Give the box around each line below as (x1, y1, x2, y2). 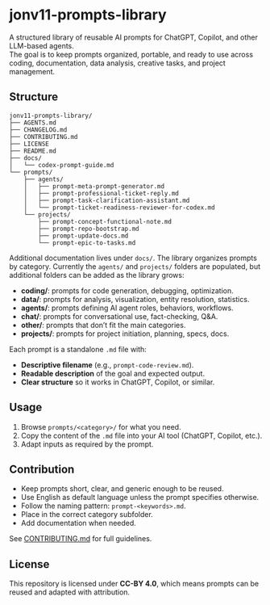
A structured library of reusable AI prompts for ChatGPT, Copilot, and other (9, 32, 259, 42)
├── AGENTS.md (9, 119, 57, 127)
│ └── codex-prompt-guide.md (9, 161, 114, 169)
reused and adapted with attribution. (9, 587, 131, 597)
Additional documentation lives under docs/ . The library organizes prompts (9, 253, 257, 263)
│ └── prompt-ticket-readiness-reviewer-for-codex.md (23, 204, 216, 212)
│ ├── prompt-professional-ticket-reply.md (23, 189, 180, 197)
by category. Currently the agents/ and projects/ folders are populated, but (9, 261, 261, 271)
